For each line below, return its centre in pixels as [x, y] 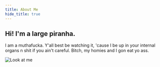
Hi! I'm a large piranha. [40, 34]
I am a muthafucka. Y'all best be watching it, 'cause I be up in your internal [80, 45]
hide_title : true [23, 14]
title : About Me [22, 9]
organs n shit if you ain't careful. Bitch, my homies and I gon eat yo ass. [77, 50]
